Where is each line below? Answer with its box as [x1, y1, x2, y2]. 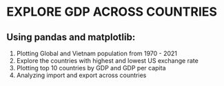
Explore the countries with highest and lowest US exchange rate [16, 57, 199, 65]
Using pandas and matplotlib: [6, 31, 136, 43]
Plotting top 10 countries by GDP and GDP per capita [16, 64, 166, 72]
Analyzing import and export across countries [16, 71, 147, 79]
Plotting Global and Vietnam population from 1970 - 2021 [16, 49, 177, 57]
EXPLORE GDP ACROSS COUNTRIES [6, 4, 218, 20]
